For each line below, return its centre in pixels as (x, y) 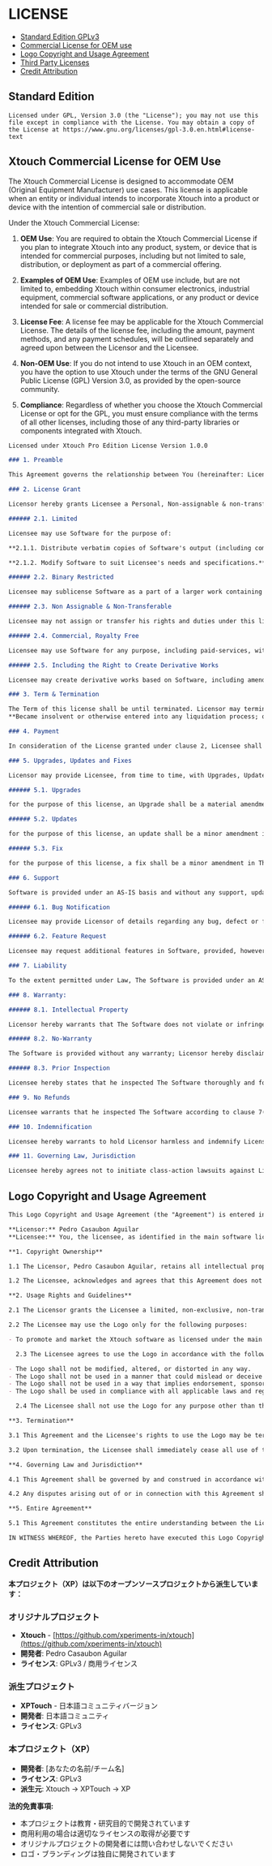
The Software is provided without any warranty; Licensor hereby (121, 1054)
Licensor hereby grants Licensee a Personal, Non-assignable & (117, 504)
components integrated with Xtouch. (81, 430)
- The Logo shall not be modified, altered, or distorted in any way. (130, 1368)
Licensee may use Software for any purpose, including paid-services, (130, 650)
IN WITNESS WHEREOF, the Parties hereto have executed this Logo (121, 1538)
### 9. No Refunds (39, 1097)
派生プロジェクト (42, 1687)
